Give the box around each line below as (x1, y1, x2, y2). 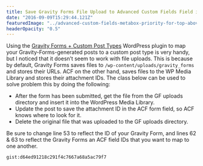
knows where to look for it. (14, 112, 82, 119)
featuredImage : (6, 20, 45, 26)
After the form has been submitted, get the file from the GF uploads (14, 92, 183, 100)
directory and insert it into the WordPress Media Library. (14, 99, 155, 106)
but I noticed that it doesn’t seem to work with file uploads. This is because (6, 55, 193, 62)
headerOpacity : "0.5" (6, 25, 61, 32)
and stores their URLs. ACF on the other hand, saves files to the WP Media (6, 68, 192, 75)
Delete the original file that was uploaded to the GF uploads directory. (14, 118, 188, 126)
